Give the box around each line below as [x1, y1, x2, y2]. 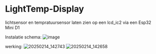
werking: [5, 43, 23, 49]
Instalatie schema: [5, 34, 42, 40]
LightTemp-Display [5, 3, 84, 15]
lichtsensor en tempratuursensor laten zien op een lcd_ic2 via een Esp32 [5, 19, 152, 25]
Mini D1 [5, 24, 20, 30]
